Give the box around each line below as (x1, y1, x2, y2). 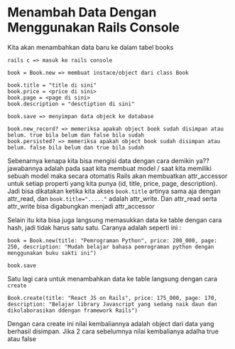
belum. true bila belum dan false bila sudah (7, 131, 144, 139)
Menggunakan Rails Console (7, 19, 180, 36)
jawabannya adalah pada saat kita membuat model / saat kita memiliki (7, 164, 212, 172)
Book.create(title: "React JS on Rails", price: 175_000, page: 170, (7, 294, 218, 301)
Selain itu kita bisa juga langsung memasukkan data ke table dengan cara (7, 215, 222, 224)
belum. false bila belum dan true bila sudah (7, 144, 144, 151)
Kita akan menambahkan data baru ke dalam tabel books (7, 43, 174, 51)
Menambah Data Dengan (7, 4, 157, 21)
